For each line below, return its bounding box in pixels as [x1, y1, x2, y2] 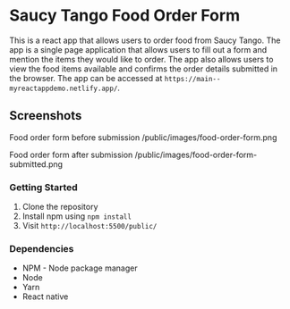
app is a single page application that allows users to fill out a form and [9, 44, 268, 54]
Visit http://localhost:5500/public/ [21, 221, 158, 231]
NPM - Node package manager [21, 263, 138, 273]
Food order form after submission [9, 149, 133, 160]
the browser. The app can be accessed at [9, 72, 163, 83]
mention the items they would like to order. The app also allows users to [9, 54, 274, 64]
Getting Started [9, 180, 78, 193]
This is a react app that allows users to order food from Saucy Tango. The [9, 35, 281, 46]
